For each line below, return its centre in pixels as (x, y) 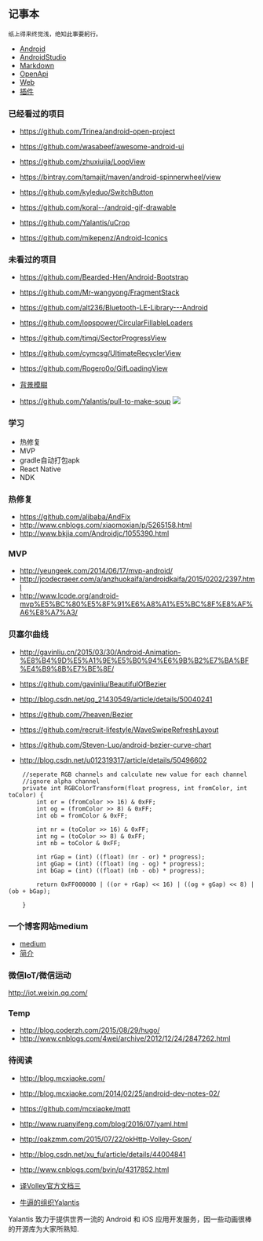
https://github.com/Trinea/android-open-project (97, 131)
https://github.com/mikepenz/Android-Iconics (93, 238)
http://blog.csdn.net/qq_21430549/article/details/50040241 (116, 699)
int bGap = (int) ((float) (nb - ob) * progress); (121, 870)
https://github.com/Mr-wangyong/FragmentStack (99, 292)
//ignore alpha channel (61, 781)
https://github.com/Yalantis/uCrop (75, 223)
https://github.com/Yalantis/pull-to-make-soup (95, 401)
